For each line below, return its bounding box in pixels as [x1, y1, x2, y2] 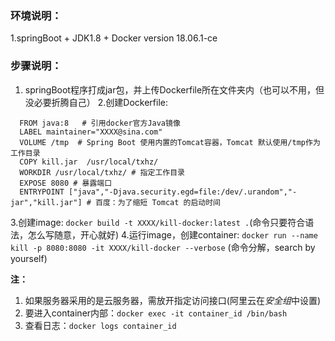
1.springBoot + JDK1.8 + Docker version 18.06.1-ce [10, 32, 218, 44]
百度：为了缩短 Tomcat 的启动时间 [95, 197, 221, 207]
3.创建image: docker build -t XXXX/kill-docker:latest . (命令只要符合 [10, 216, 306, 228]
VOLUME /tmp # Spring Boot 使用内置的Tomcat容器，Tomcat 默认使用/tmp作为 [19, 137, 321, 147]
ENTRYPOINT [19, 187, 65, 197]
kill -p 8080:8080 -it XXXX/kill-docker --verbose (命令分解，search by [10, 241, 316, 253]
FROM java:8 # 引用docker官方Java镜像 [19, 118, 181, 128]
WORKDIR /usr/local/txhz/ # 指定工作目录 [19, 167, 185, 177]
